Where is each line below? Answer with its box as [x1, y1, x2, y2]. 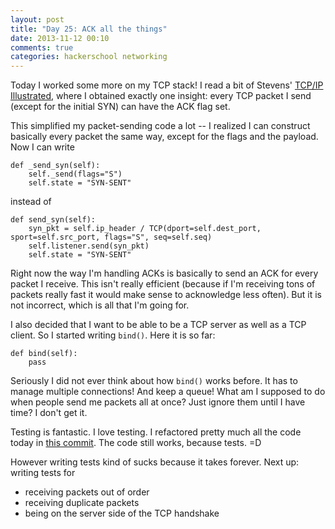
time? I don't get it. [10, 407, 88, 419]
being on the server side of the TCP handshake [24, 507, 220, 520]
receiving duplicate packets [24, 497, 140, 509]
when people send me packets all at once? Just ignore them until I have [10, 396, 306, 408]
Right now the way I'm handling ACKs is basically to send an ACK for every [10, 267, 319, 280]
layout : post [10, 14, 65, 25]
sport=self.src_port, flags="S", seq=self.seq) [10, 232, 213, 243]
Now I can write [10, 141, 75, 153]
